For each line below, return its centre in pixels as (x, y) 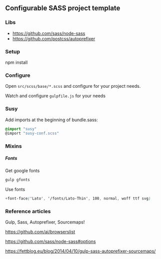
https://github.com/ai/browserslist (40, 232)
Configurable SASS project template (63, 8)
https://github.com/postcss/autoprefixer (54, 38)
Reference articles (28, 211)
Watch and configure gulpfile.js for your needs (55, 96)
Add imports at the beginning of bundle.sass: (52, 120)
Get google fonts (22, 171)
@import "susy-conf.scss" (32, 133)
